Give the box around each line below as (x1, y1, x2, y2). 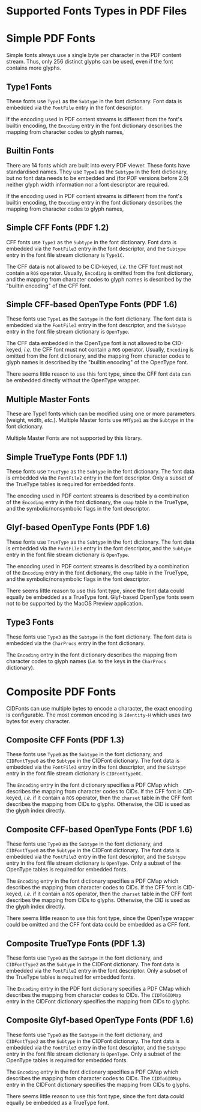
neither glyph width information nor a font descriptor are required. (6, 181, 169, 188)
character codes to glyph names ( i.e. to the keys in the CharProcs (6, 657, 167, 664)
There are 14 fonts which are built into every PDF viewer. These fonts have (6, 161, 190, 169)
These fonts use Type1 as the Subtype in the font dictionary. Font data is (6, 97, 182, 104)
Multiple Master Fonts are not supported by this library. (6, 434, 142, 442)
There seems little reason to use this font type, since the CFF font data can (6, 370, 191, 377)
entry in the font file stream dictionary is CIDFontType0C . (6, 770, 143, 777)
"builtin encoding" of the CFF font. (6, 282, 91, 289)
